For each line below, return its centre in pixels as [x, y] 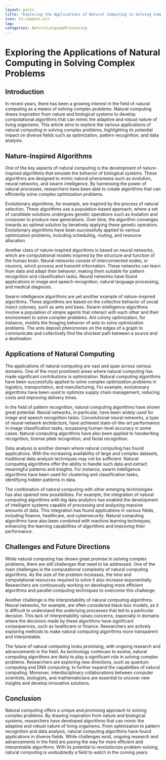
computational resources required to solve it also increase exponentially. [79, 580]
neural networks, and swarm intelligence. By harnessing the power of [76, 183]
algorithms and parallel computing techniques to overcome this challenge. [81, 590]
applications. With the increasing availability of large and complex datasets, [82, 453]
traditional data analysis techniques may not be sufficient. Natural [72, 458]
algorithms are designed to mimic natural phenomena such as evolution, [79, 178]
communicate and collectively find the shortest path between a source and [82, 333]
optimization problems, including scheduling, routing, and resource [73, 235]
